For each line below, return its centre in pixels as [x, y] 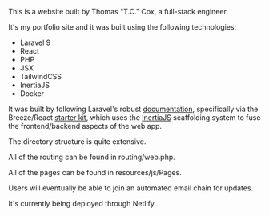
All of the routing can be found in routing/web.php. [92, 157]
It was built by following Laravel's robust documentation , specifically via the [133, 109]
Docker [32, 94]
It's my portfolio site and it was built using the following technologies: [122, 27]
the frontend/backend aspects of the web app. [85, 126]
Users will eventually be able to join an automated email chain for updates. [131, 188]
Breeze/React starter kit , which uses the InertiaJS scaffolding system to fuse [134, 118]
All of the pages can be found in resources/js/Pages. [95, 172]
